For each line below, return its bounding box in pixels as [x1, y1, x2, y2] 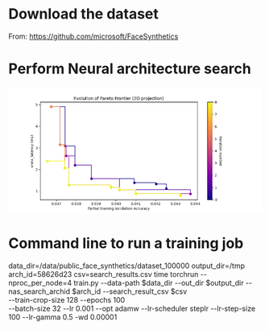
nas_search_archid [8, 287, 71, 296]
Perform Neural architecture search [8, 60, 251, 78]
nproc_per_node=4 [8, 278, 72, 287]
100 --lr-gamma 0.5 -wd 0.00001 [8, 311, 118, 322]
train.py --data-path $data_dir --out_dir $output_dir [73, 278, 244, 287]
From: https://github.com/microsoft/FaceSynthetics [8, 31, 179, 41]
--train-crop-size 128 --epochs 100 [8, 295, 126, 304]
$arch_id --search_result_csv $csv [72, 287, 188, 296]
